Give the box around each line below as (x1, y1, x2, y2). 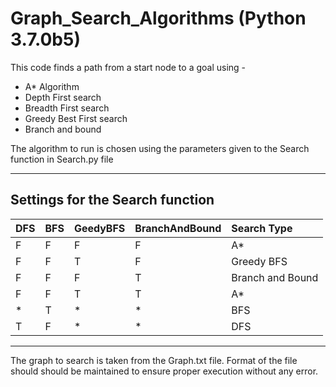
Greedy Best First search (24, 112, 128, 124)
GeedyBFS (73, 221, 126, 235)
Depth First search (24, 91, 102, 103)
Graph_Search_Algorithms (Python (10, 7, 307, 30)
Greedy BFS (231, 254, 288, 268)
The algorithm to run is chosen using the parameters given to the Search (10, 142, 310, 154)
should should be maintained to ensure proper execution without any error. (10, 365, 319, 377)
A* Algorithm (24, 80, 80, 92)
